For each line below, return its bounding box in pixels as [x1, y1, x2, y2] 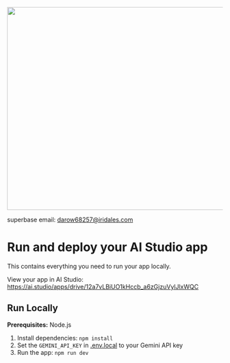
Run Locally [7, 302, 58, 314]
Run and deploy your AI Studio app [7, 239, 208, 255]
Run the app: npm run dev [16, 348, 89, 356]
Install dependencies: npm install [16, 334, 113, 342]
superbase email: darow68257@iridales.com [7, 215, 133, 224]
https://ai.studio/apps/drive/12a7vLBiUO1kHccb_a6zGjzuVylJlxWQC [7, 282, 199, 291]
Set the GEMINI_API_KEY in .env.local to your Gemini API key [16, 341, 183, 349]
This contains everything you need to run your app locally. [7, 262, 171, 270]
